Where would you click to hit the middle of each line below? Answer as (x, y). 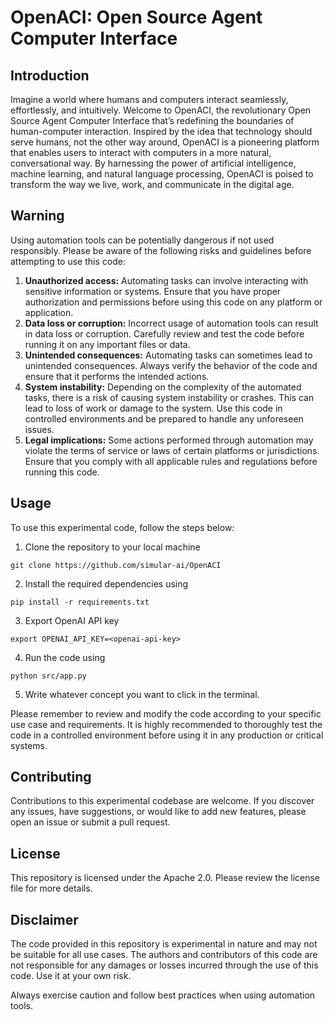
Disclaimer (44, 919)
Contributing (51, 777)
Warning (37, 216)
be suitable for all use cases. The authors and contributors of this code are (164, 955)
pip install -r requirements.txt (80, 602)
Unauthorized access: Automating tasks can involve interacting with (166, 280)
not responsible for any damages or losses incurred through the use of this (164, 965)
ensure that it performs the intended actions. (117, 376)
